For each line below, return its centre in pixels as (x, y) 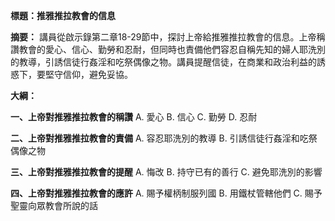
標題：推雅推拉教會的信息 (63, 15)
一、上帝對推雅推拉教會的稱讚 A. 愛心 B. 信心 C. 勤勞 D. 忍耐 (134, 117)
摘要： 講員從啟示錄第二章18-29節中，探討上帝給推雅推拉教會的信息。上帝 (163, 37)
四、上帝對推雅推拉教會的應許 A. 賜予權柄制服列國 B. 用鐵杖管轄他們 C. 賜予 (166, 193)
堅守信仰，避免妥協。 (88, 74)
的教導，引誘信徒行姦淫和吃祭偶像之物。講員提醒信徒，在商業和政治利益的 (163, 62)
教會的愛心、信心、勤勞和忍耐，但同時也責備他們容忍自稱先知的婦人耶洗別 (172, 49)
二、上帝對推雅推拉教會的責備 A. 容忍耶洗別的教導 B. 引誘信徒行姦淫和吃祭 (164, 138)
